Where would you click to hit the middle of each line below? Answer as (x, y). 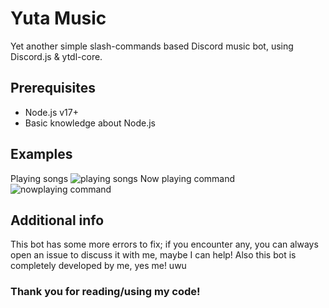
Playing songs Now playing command (123, 178)
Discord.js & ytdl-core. (56, 56)
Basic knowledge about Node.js (90, 123)
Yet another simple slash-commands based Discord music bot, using (152, 46)
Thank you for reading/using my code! (105, 292)
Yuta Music (58, 18)
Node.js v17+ (51, 112)
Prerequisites (53, 88)
